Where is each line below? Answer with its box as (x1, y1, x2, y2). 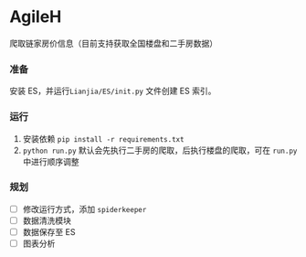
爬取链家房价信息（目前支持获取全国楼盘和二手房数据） (9, 37, 217, 48)
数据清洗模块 (22, 215, 71, 226)
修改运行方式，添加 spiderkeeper (22, 203, 147, 214)
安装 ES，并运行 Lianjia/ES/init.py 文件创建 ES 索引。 (9, 85, 216, 97)
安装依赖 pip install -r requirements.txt (22, 133, 185, 144)
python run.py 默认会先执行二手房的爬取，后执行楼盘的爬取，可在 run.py (22, 145, 298, 155)
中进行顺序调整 (22, 155, 79, 166)
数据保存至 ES (22, 226, 76, 237)
